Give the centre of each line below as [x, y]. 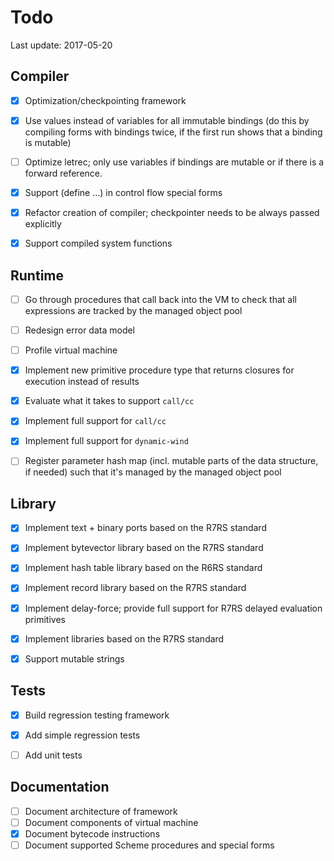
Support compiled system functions [98, 243]
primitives [45, 619]
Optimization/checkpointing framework [105, 100]
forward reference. [63, 173]
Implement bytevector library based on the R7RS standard [144, 548]
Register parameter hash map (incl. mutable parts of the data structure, [171, 461]
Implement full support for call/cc [95, 421]
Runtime [37, 275]
